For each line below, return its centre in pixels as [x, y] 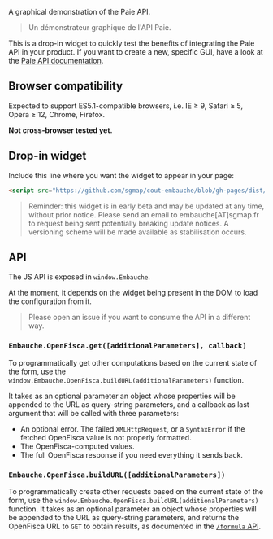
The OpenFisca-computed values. [77, 446]
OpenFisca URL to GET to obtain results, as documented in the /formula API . [135, 526]
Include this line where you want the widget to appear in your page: [121, 175]
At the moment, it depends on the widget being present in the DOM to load [133, 293]
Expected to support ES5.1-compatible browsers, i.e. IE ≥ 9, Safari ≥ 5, [126, 106]
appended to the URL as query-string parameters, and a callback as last [129, 404]
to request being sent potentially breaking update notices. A [128, 223]
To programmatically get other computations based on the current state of [133, 362]
